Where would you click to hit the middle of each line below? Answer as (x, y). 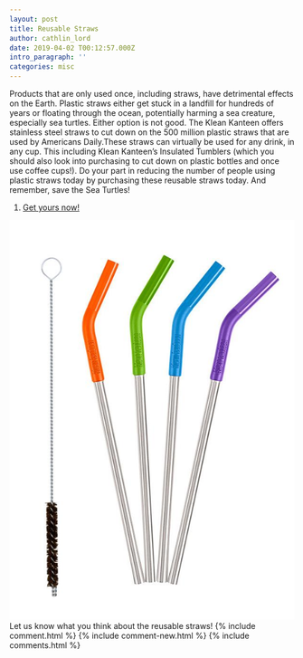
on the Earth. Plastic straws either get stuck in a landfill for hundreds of (142, 103)
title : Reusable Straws (54, 29)
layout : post (34, 19)
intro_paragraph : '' (48, 57)
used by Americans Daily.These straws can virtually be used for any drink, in (152, 142)
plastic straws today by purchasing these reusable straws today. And (138, 180)
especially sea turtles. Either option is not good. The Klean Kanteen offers (147, 123)
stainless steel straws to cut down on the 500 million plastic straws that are (149, 132)
